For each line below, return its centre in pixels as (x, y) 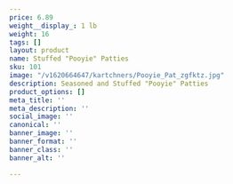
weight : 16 (29, 34)
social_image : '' (41, 116)
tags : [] (25, 42)
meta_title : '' (37, 100)
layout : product (39, 51)
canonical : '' (36, 125)
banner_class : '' (41, 149)
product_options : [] (48, 92)
